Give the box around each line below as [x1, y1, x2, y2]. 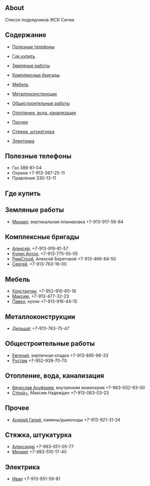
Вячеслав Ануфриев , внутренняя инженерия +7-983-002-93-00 [12, 384, 145, 390]
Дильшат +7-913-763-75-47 [12, 326, 70, 331]
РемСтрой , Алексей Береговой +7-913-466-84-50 [12, 256, 116, 262]
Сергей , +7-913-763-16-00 [12, 261, 67, 267]
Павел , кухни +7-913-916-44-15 [12, 298, 77, 304]
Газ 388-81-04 [12, 165, 42, 171]
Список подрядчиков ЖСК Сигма [5, 17, 75, 22]
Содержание [5, 31, 47, 39]
